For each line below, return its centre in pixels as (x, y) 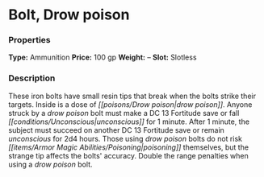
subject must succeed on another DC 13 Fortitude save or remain (116, 130)
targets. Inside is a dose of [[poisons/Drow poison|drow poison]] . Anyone (130, 104)
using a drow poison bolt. (50, 164)
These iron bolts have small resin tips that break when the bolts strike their (132, 96)
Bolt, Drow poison (69, 15)
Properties (29, 40)
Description (32, 78)
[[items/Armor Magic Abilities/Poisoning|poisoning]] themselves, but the (128, 147)
